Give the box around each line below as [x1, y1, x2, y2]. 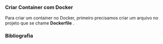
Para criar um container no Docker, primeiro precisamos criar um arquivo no [5, 15, 159, 21]
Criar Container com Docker [5, 4, 73, 11]
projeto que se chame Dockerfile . [5, 20, 74, 26]
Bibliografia [5, 32, 33, 39]
